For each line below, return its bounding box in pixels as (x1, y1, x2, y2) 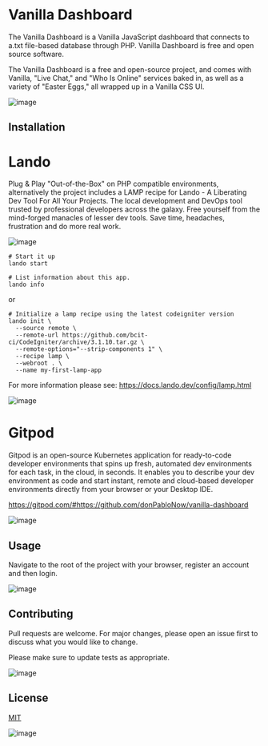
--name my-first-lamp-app (15, 366, 102, 374)
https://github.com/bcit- (62, 331, 149, 340)
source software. (8, 49, 65, 58)
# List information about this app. (8, 274, 130, 282)
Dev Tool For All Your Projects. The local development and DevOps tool (8, 196, 242, 206)
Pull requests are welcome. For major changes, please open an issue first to (8, 628, 258, 638)
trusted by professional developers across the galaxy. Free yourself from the (8, 204, 261, 214)
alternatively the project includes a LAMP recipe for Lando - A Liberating (8, 188, 247, 197)
